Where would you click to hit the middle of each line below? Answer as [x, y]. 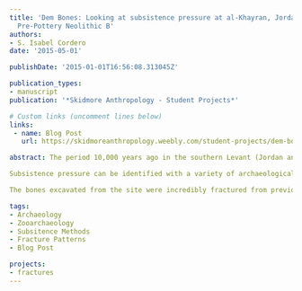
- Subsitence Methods [50, 231]
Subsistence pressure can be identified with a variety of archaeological [152, 174]
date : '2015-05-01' [46, 51]
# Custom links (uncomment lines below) [86, 116]
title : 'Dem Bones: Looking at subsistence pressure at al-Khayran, [140, 18]
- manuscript [34, 92]
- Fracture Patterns [48, 240]
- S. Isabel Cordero [48, 43]
